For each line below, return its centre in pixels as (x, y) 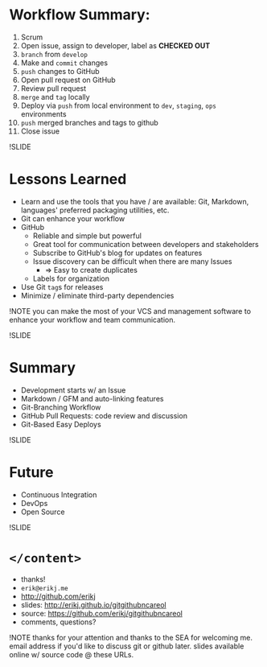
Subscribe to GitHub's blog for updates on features (117, 253)
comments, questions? (58, 622)
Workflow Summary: (80, 15)
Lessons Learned (68, 179)
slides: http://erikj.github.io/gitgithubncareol (94, 604)
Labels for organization (71, 278)
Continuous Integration (59, 494)
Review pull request (53, 88)
